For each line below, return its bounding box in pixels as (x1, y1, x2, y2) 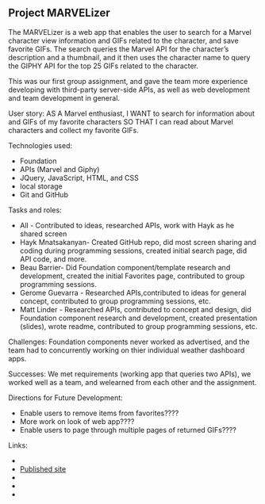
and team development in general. (8, 93, 121, 102)
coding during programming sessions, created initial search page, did (19, 246, 248, 255)
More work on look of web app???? (19, 416, 135, 426)
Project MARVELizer (8, 6, 111, 20)
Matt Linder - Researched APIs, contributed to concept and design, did (19, 304, 252, 314)
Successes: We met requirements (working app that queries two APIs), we (8, 368, 252, 379)
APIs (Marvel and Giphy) (19, 164, 100, 174)
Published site (19, 464, 67, 474)
